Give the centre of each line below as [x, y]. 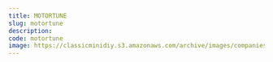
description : [30, 31]
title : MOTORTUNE [38, 16]
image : [19, 46]
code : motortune [36, 38]
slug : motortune [36, 23]
